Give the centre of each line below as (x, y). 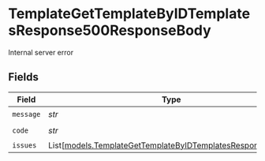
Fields (24, 77)
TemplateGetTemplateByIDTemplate (129, 14)
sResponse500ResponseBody (110, 30)
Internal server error (41, 52)
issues (24, 145)
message (26, 114)
